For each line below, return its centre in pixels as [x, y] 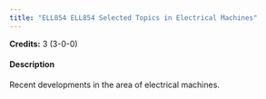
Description [32, 64]
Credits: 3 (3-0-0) [44, 44]
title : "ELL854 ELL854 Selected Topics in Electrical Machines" [133, 18]
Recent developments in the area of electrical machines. [115, 84]
